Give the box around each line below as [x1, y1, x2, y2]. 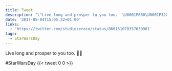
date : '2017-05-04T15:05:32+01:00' [5, 17, 81, 22]
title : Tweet [5, 7, 33, 13]
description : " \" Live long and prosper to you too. [5, 12, 118, 17]
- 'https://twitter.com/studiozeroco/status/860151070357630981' [10, 27, 153, 32]
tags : [5, 31, 17, 36]
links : [5, 21, 19, 27]
